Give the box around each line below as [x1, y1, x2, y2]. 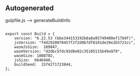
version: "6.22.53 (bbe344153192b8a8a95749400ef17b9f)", [14, 35, 136, 40]
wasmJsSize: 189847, [14, 44, 59, 49]
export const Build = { [5, 31, 55, 36]
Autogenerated [5, 4, 54, 12]
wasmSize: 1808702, [14, 53, 55, 58]
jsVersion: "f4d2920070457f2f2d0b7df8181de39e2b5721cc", [14, 40, 136, 45]
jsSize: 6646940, [14, 57, 53, 62]
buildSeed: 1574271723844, [14, 62, 73, 67]
